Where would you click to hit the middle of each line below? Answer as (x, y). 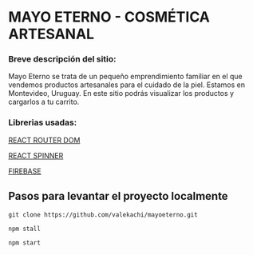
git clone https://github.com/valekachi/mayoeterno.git (103, 215)
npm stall (25, 229)
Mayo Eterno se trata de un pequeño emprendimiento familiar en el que (125, 77)
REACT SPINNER (36, 155)
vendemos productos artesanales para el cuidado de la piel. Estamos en (127, 85)
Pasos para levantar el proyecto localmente (119, 196)
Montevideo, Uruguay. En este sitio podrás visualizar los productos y (121, 94)
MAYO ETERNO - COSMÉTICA (109, 17)
